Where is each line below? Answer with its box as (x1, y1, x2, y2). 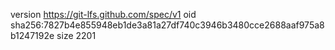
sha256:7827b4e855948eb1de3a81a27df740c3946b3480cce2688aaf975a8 (10, 19, 325, 31)
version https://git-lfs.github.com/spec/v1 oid (10, 9, 197, 20)
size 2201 (56, 30, 97, 41)
